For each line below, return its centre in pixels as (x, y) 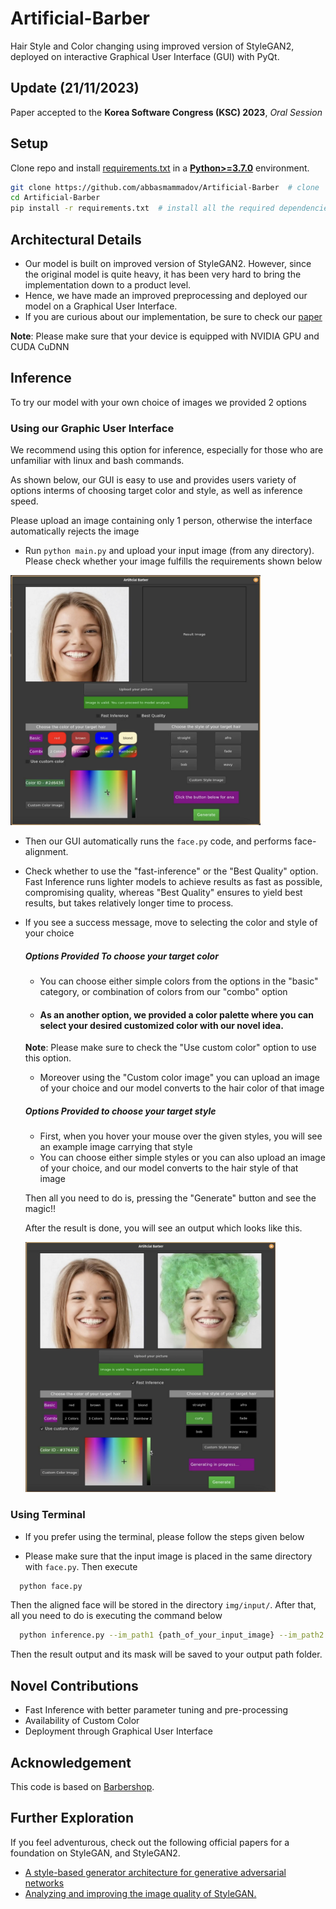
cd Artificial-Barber (55, 198)
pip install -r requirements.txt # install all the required (142, 208)
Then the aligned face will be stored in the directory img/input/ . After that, (163, 1605)
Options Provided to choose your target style (120, 1111)
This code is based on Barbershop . (82, 1786)
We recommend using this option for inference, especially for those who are (167, 450)
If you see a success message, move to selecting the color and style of (171, 923)
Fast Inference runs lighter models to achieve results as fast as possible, (173, 882)
